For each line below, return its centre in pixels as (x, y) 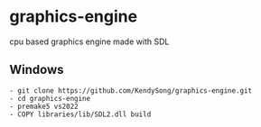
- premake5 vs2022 (44, 106)
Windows (37, 70)
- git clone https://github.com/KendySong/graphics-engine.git (131, 91)
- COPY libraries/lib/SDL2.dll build (80, 114)
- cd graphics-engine (50, 98)
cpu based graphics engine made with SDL (89, 41)
